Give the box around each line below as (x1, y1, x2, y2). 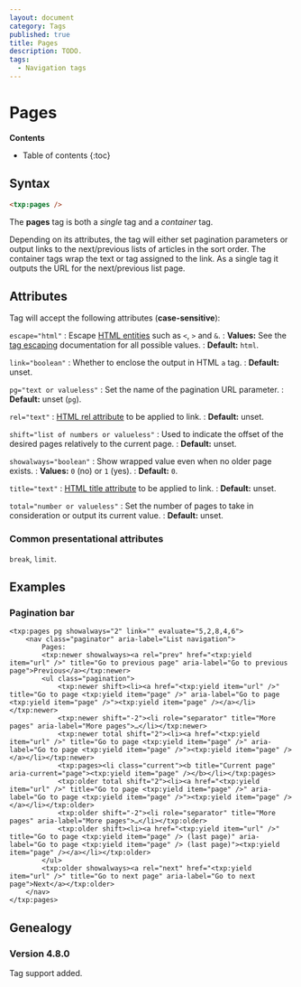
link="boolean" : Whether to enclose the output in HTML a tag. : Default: (9, 358, 279, 368)
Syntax (9, 176, 50, 191)
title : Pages (9, 38, 59, 48)
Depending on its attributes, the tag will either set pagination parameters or (9, 234, 288, 245)
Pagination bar (9, 606, 75, 619)
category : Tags (9, 22, 67, 31)
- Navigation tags (17, 64, 87, 73)
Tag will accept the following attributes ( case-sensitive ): (9, 312, 221, 323)
